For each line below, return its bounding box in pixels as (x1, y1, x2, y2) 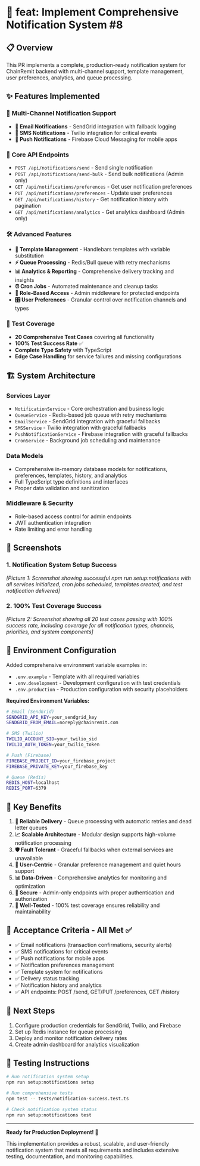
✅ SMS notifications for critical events (14, 947, 108, 955)
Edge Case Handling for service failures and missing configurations (14, 352, 182, 360)
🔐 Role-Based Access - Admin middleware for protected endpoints (14, 290, 180, 297)
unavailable (14, 854, 43, 862)
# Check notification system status (6, 1106, 97, 1112)
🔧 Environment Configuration (6, 645, 117, 656)
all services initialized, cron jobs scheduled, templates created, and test (6, 580, 183, 587)
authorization (14, 895, 48, 902)
